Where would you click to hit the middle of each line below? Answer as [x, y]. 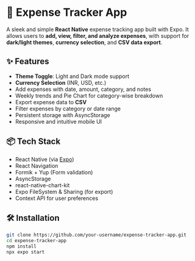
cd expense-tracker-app [37, 241]
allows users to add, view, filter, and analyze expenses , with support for [98, 35]
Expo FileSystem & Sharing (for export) [64, 191]
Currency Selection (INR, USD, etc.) [61, 82]
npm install [21, 246]
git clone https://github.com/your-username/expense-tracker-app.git [97, 235]
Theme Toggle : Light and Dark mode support [72, 76]
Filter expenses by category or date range [68, 109]
